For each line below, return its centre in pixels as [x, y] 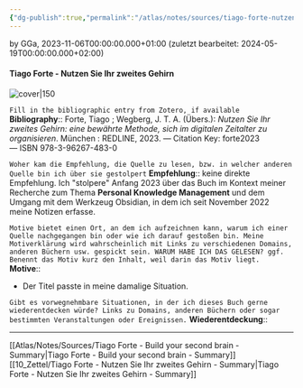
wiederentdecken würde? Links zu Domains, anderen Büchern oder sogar [145, 310]
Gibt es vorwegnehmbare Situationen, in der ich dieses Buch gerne [139, 302]
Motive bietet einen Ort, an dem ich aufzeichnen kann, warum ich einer [149, 228]
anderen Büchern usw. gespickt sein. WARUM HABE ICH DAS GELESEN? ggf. [147, 252]
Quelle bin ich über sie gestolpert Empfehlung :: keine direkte [130, 173]
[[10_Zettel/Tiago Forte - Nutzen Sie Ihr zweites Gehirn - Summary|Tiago [144, 364]
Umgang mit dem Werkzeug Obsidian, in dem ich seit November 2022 [139, 202]
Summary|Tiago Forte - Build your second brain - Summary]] [123, 355]
